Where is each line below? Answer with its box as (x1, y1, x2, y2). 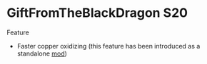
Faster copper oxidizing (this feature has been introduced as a (16, 41, 201, 50)
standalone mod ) (16, 49, 67, 58)
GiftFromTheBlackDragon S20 (6, 5, 188, 21)
